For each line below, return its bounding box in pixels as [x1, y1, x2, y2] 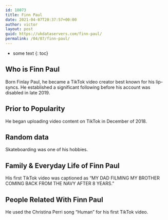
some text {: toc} [12, 50, 49, 56]
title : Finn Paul [5, 12, 43, 17]
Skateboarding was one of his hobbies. [5, 147, 88, 153]
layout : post [5, 27, 33, 32]
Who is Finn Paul [5, 65, 60, 74]
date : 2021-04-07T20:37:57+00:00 [5, 17, 77, 22]
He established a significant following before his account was [20, 84, 151, 90]
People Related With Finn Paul [5, 195, 104, 204]
